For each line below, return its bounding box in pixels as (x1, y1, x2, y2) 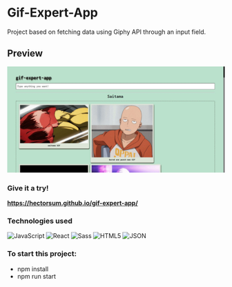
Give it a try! (7, 183, 49, 192)
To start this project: (7, 249, 77, 259)
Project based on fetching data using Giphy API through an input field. (7, 28, 206, 36)
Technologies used (7, 216, 72, 226)
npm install (17, 264, 49, 273)
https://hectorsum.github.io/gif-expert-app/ (7, 199, 138, 208)
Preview (7, 48, 43, 59)
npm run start (17, 272, 57, 280)
